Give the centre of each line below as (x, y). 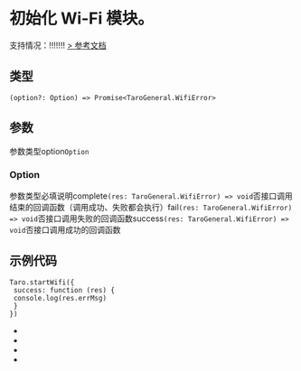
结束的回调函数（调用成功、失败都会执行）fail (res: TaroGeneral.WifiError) (151, 207)
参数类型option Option (49, 151)
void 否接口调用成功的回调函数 (65, 229)
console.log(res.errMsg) (60, 298)
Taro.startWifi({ (42, 282)
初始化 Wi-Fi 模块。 (82, 19)
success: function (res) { (64, 290)
